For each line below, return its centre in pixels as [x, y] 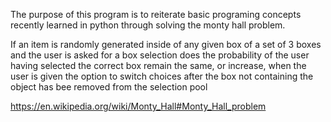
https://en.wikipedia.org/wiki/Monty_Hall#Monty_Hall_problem [138, 106]
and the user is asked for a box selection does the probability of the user [160, 55]
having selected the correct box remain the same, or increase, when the [158, 65]
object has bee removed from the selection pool [109, 87]
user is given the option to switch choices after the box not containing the [162, 76]
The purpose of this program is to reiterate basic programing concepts [156, 14]
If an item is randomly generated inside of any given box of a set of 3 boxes [166, 44]
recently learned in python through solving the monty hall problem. [148, 25]
